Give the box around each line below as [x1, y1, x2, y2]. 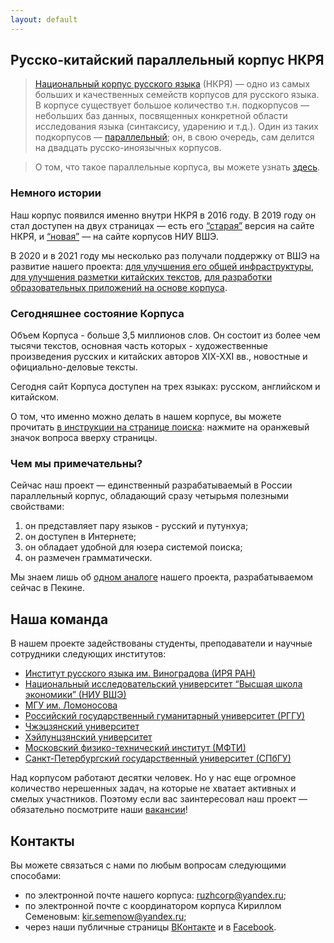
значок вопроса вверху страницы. [10, 432, 158, 444]
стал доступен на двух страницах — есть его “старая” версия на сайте [10, 219, 315, 231]
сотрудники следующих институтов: [10, 648, 167, 660]
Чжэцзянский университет [24, 721, 140, 733]
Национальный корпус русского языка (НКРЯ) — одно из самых [34, 78, 311, 90]
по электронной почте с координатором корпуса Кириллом [24, 899, 282, 911]
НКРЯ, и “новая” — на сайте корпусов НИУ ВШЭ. [10, 230, 219, 242]
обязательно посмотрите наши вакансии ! [10, 804, 188, 816]
